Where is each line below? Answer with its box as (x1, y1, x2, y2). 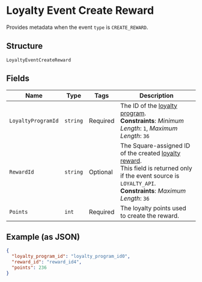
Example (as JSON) (6, 231, 80, 242)
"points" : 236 (11, 265, 47, 271)
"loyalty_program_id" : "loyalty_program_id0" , (11, 254, 130, 260)
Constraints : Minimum (120, 116, 185, 125)
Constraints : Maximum (120, 186, 186, 195)
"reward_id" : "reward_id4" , (11, 259, 82, 265)
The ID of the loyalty (120, 101, 177, 110)
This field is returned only (120, 164, 192, 172)
